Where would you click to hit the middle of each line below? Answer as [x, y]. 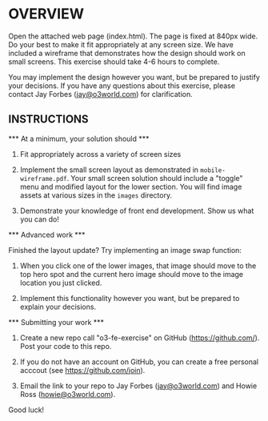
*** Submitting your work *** [56, 322]
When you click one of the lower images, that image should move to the [138, 266]
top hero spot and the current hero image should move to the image [132, 274]
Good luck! [26, 410]
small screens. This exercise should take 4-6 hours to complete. [114, 62]
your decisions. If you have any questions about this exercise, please [122, 86]
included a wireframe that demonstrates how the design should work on [127, 53]
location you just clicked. [61, 283]
